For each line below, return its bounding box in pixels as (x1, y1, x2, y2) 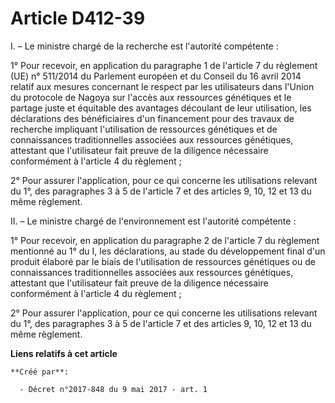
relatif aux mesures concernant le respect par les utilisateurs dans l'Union (10, 80, 315, 92)
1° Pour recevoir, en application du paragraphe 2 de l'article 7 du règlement (10, 234, 320, 246)
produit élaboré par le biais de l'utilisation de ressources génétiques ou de (10, 255, 316, 267)
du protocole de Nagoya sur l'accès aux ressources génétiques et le (10, 91, 292, 103)
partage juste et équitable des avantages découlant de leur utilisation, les (10, 102, 312, 114)
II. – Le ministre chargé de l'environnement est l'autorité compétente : (10, 215, 297, 227)
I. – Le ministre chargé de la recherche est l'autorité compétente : (10, 40, 279, 52)
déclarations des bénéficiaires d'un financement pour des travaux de (10, 112, 295, 124)
